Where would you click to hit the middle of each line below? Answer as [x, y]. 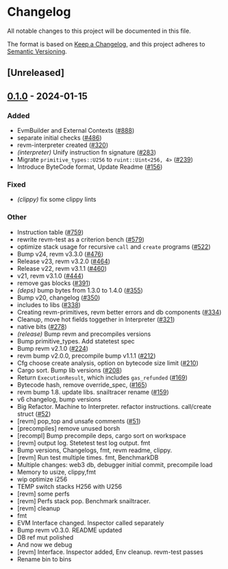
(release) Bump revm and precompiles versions [84, 334]
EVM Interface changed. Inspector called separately [90, 522]
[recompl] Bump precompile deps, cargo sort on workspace [101, 436]
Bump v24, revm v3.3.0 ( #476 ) [60, 254]
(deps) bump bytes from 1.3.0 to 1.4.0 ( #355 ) [80, 290]
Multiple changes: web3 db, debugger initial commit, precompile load [115, 464]
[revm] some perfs [43, 494]
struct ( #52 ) [34, 414]
